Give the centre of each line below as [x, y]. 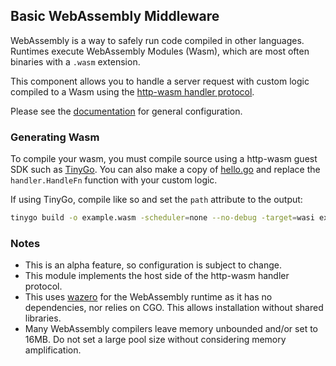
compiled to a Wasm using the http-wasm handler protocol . [132, 91]
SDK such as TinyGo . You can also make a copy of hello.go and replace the [165, 170]
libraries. [43, 318]
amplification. [53, 350]
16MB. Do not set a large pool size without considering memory [155, 340]
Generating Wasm [55, 137]
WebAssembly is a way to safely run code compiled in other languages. [157, 40]
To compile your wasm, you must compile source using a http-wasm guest [164, 159]
